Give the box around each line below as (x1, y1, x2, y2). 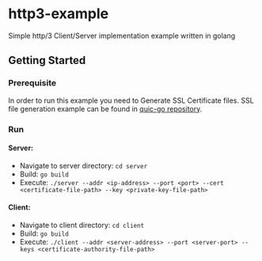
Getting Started (8, 54, 86, 67)
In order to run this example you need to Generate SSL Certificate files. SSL (8, 96, 255, 105)
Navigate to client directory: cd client (19, 220, 145, 229)
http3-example (8, 5, 109, 23)
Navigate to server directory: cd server (19, 161, 148, 170)
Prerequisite (8, 78, 57, 89)
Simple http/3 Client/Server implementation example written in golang (8, 31, 236, 40)
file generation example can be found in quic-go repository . (8, 104, 203, 113)
